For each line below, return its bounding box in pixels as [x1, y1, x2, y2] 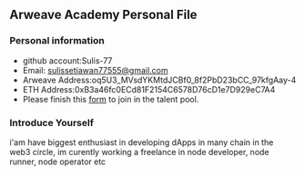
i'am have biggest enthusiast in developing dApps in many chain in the [9, 136, 274, 148]
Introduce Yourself [9, 116, 94, 129]
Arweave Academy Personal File [9, 7, 198, 23]
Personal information [9, 34, 105, 47]
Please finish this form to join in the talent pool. [22, 93, 199, 104]
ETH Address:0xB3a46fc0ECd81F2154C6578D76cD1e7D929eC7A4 [22, 83, 276, 94]
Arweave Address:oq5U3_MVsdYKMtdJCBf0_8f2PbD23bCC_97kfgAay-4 [22, 74, 297, 85]
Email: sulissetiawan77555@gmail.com [22, 64, 168, 75]
